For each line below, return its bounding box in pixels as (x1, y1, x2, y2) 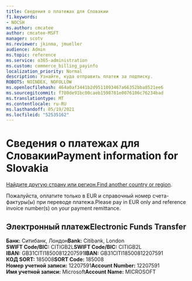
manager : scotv (6, 36, 43, 41)
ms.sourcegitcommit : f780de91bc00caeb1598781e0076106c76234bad (6, 90, 164, 96)
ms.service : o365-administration (6, 57, 88, 63)
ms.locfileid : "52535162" (6, 112, 69, 117)
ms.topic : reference (6, 52, 57, 58)
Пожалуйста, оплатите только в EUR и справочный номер (6, 192, 151, 199)
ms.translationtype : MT (6, 95, 64, 101)
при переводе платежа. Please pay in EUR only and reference (36, 199, 186, 206)
